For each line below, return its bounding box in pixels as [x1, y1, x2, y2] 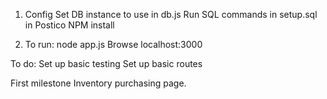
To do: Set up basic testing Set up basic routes [10, 58, 203, 69]
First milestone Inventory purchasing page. [10, 77, 187, 89]
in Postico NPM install [24, 19, 115, 31]
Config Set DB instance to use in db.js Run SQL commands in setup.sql [24, 9, 318, 20]
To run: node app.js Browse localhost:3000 [24, 39, 203, 50]
